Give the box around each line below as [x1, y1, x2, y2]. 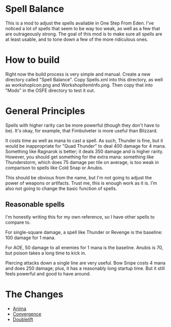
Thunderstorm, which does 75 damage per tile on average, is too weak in [5, 159, 159, 165]
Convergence [12, 311, 42, 317]
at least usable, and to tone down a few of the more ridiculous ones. [5, 36, 149, 42]
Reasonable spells [5, 200, 65, 209]
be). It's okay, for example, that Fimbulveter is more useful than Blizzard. [5, 127, 158, 133]
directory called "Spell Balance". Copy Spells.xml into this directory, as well [5, 76, 163, 82]
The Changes [5, 288, 64, 300]
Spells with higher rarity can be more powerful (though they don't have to [5, 122, 160, 128]
